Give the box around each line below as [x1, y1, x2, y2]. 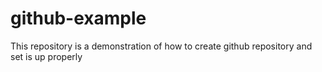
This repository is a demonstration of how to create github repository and [10, 40, 313, 52]
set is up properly [10, 50, 83, 62]
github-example [10, 7, 147, 30]
